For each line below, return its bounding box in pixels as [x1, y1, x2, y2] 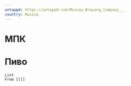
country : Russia [4, 12, 38, 17]
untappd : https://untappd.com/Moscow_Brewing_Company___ [4, 7, 126, 12]
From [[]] [4, 77, 25, 82]
